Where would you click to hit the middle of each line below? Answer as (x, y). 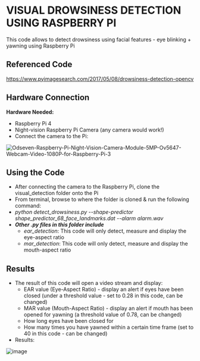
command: (28, 206)
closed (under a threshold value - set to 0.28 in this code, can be (103, 296)
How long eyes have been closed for (69, 321)
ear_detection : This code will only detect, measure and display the (105, 231)
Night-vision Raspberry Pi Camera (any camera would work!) (90, 130)
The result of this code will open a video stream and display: (89, 283)
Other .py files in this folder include (59, 225)
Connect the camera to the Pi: (51, 136)
